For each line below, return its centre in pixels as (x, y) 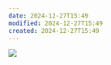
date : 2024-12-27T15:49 (49, 16)
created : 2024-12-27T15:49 (54, 30)
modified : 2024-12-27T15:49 (56, 23)
